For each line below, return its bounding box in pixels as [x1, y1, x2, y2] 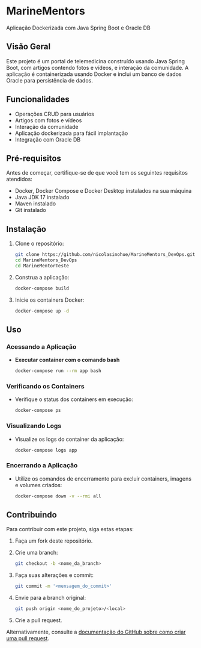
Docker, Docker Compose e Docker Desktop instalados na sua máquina [14, 187, 192, 195]
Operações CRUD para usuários [14, 110, 94, 117]
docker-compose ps [14, 408, 61, 414]
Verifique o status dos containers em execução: [14, 396, 133, 403]
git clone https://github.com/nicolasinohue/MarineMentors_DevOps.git [14, 252, 196, 258]
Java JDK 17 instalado [14, 194, 70, 201]
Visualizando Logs [6, 422, 62, 430]
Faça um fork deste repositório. [14, 537, 93, 544]
